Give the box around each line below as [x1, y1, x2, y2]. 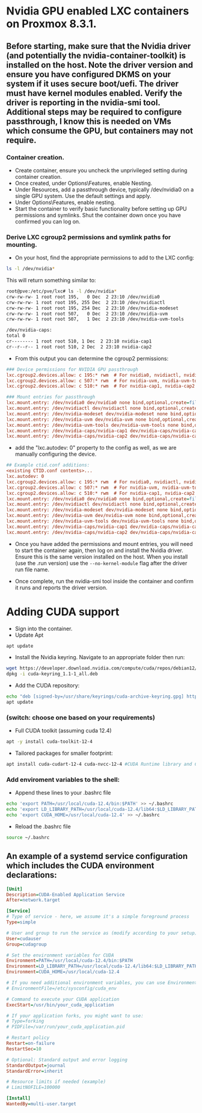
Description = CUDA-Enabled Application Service [6, 891, 125, 898]
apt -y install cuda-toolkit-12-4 [6, 739, 93, 745]
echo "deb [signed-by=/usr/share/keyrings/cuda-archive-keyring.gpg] [6, 693, 185, 699]
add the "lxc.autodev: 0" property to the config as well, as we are [14, 444, 177, 451]
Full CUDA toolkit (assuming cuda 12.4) [14, 727, 112, 734]
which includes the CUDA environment [6, 861, 155, 871]
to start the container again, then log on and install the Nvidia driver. [14, 547, 183, 554]
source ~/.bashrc [6, 834, 50, 840]
